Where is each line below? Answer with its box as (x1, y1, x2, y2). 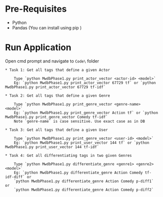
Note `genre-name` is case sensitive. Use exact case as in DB (14, 119, 145, 124)
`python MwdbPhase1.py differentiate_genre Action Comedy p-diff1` (14, 178, 154, 184)
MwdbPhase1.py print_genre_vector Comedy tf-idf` (5, 114, 108, 119)
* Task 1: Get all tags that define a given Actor (5, 67, 110, 72)
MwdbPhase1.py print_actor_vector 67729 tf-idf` (5, 85, 106, 89)
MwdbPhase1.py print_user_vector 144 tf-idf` (5, 144, 99, 150)
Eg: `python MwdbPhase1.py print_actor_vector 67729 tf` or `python (14, 80, 156, 85)
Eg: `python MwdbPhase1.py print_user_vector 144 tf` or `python (14, 140, 150, 145)
